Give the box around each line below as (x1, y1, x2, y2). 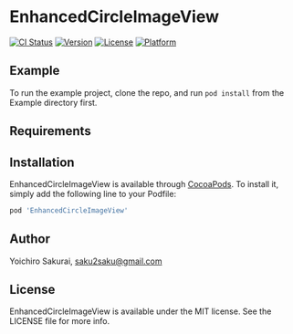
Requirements (9, 123, 91, 139)
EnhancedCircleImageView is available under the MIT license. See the (9, 306, 272, 317)
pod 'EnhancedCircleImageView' (9, 205, 129, 215)
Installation (9, 154, 75, 170)
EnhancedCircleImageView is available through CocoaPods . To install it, (9, 178, 279, 189)
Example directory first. (9, 97, 98, 108)
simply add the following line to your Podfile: (9, 188, 176, 199)
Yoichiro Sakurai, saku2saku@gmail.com (9, 256, 162, 266)
